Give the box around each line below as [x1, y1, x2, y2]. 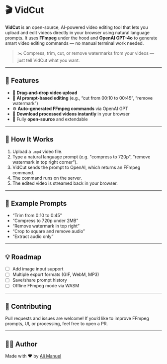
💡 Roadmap [5, 252, 42, 261]
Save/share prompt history [12, 277, 67, 283]
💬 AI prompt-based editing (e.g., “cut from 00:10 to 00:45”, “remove [12, 95, 153, 101]
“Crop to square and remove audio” [12, 228, 85, 235]
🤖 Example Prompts [5, 199, 67, 208]
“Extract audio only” [12, 234, 54, 240]
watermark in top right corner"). [12, 159, 78, 165]
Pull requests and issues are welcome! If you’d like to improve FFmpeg [5, 315, 149, 322]
